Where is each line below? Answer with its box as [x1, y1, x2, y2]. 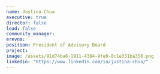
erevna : [6, 36, 26, 42]
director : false [6, 20, 47, 26]
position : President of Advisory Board [6, 42, 106, 48]
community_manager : [6, 31, 55, 37]
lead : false [6, 25, 36, 32]
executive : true [6, 14, 47, 20]
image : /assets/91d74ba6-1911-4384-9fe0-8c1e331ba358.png [6, 53, 154, 59]
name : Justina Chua [6, 8, 55, 15]
